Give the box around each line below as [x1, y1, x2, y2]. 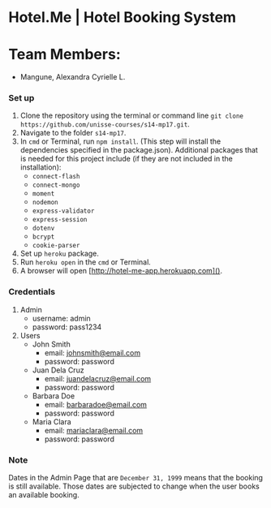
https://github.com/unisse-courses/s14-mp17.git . [19, 119, 191, 129]
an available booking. [8, 490, 80, 500]
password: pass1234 [32, 321, 102, 332]
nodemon [32, 199, 58, 207]
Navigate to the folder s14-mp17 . [19, 128, 127, 138]
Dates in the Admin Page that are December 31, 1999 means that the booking [8, 473, 264, 483]
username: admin [32, 313, 91, 323]
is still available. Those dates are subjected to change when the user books [8, 481, 260, 491]
